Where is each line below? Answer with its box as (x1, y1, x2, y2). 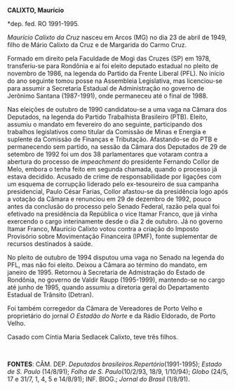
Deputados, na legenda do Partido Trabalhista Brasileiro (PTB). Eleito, (7, 112, 208, 121)
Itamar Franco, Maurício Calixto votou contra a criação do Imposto (7, 225, 199, 233)
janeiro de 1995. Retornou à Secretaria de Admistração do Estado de (7, 268, 206, 276)
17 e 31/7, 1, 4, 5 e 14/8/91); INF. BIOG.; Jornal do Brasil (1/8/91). (7, 375, 191, 383)
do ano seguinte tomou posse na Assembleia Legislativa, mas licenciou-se (7, 77, 223, 85)
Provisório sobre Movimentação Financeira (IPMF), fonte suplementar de (7, 232, 217, 240)
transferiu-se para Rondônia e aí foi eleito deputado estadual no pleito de (7, 62, 219, 70)
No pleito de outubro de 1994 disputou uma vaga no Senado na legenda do (7, 253, 224, 261)
